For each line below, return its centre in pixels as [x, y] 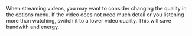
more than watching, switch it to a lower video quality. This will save [89, 21]
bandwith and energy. [33, 27]
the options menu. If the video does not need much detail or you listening [95, 15]
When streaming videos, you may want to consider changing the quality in [96, 8]
